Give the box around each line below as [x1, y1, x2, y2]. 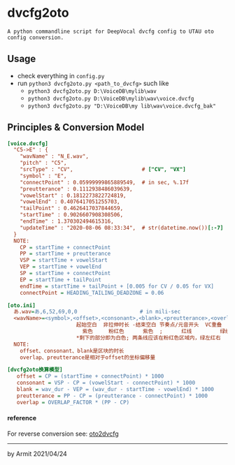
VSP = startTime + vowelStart [20, 257, 108, 264]
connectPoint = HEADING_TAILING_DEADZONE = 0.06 [20, 289, 164, 296]
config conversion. [7, 34, 64, 41]
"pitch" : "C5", [20, 159, 68, 167]
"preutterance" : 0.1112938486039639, [20, 185, 133, 193]
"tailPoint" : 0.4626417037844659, [20, 205, 124, 212]
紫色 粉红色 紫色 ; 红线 [82, 328, 192, 335]
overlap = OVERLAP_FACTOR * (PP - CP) [16, 399, 130, 406]
